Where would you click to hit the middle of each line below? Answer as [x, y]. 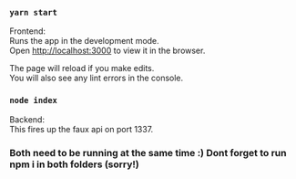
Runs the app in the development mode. [84, 41]
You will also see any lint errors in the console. [97, 78]
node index [33, 100]
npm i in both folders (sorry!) [74, 164]
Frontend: [28, 31]
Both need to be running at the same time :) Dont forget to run [148, 153]
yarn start [33, 12]
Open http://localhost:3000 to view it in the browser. [107, 51]
